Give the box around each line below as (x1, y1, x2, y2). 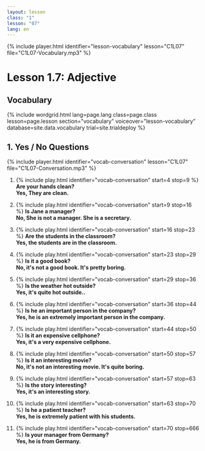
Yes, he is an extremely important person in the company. (15, 313, 165, 321)
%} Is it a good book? (15, 257, 71, 265)
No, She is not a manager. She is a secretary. (15, 215, 132, 222)
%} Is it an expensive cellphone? (15, 332, 100, 339)
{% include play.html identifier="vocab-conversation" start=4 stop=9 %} (15, 177, 199, 184)
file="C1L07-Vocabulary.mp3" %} (7, 50, 91, 57)
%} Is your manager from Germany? (15, 431, 109, 439)
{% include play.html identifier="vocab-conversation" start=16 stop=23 (15, 226, 195, 233)
